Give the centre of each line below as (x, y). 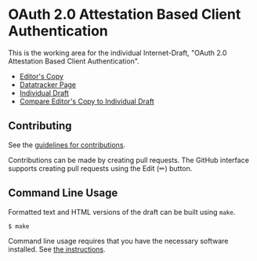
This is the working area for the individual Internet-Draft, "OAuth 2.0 (118, 53)
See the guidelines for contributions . (67, 145)
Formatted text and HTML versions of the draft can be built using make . (122, 212)
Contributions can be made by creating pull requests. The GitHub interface (128, 160)
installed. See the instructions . (57, 249)
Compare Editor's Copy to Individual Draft (87, 101)
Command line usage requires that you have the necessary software (118, 241)
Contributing (40, 126)
